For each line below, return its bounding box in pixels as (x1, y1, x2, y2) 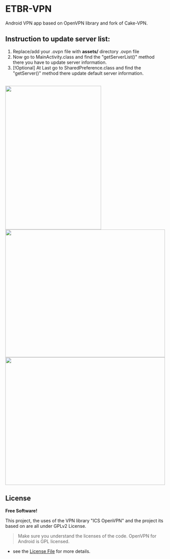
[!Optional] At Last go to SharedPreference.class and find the (12, 64, 141, 71)
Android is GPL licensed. (17, 538, 70, 544)
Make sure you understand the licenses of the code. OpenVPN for (17, 532, 157, 539)
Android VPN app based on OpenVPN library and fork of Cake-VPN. (5, 20, 148, 26)
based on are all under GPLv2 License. (5, 523, 87, 529)
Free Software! (5, 507, 37, 514)
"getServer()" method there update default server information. (12, 70, 144, 76)
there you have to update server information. (12, 59, 107, 65)
